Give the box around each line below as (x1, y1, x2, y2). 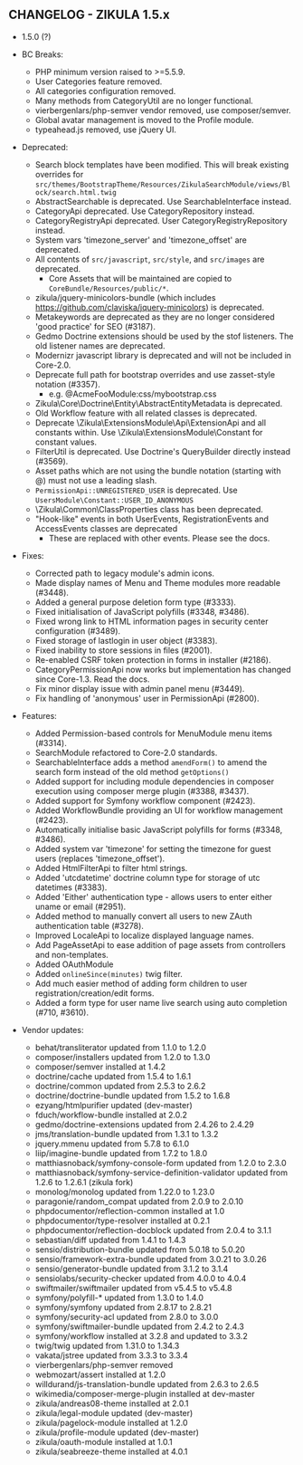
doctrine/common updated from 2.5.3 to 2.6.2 (34, 1080, 206, 1091)
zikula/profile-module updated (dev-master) (34, 1426, 200, 1438)
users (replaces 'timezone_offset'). (34, 853, 166, 864)
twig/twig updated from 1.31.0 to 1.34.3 (34, 1340, 180, 1351)
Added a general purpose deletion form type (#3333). (34, 597, 237, 608)
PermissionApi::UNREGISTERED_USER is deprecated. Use (34, 484, 238, 495)
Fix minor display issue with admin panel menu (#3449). (34, 683, 245, 694)
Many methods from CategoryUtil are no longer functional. (34, 95, 254, 106)
